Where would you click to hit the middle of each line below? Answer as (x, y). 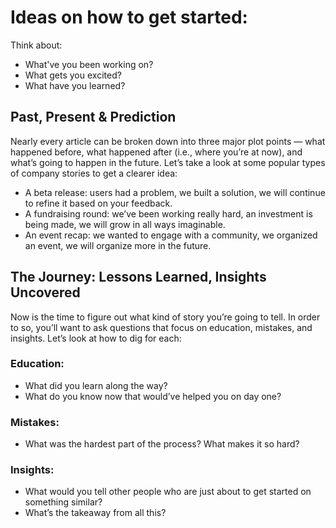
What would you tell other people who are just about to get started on (168, 492)
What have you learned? (75, 85)
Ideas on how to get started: (129, 17)
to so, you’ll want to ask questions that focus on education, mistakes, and (161, 327)
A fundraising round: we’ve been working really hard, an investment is (168, 213)
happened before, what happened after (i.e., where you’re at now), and (156, 152)
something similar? (63, 502)
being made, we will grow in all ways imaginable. (125, 224)
